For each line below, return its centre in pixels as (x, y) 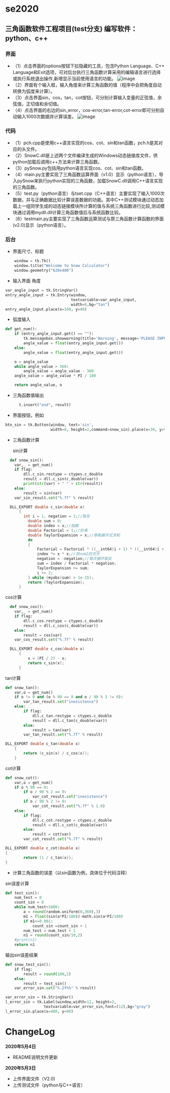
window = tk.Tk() (33, 261)
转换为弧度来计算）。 (34, 91)
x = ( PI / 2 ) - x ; (47, 659)
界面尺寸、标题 (28, 252)
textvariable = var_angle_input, (104, 300)
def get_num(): (21, 329)
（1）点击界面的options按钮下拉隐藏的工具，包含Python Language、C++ (89, 66)
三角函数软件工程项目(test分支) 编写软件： (71, 29)
